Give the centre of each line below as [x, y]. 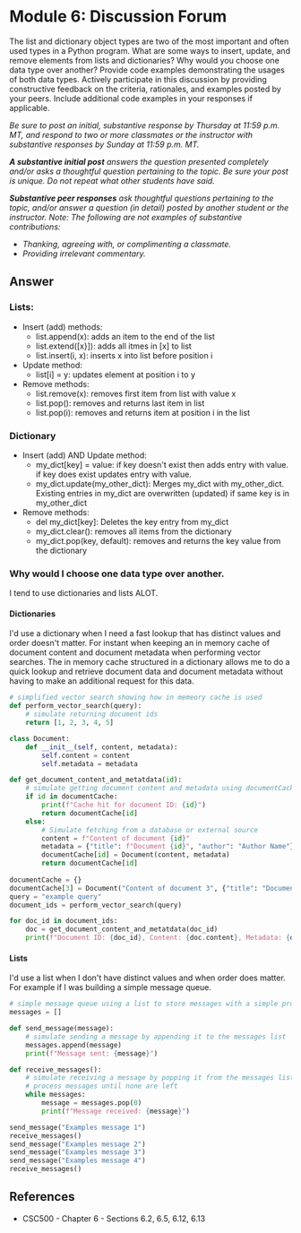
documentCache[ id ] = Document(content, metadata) [136, 855]
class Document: [39, 738]
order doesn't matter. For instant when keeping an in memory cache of [140, 643]
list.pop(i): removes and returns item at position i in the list [143, 412]
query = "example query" [56, 897]
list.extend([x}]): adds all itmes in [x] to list [114, 346]
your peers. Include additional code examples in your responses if [131, 98]
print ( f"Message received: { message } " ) [116, 1111]
